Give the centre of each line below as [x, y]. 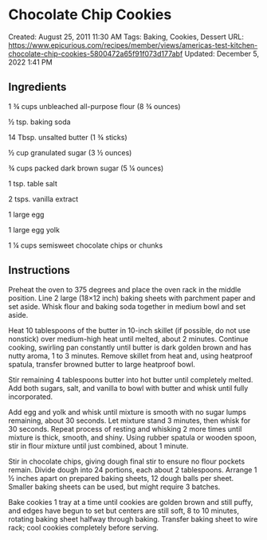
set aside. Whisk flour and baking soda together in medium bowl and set [127, 306]
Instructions [39, 270]
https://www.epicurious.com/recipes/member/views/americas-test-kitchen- [133, 45]
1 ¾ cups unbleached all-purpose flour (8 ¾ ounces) [94, 106]
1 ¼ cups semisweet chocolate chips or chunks [86, 245]
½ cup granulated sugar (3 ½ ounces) [70, 152]
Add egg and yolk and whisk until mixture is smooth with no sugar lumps [128, 412]
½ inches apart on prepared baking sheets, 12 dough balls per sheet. [121, 478]
